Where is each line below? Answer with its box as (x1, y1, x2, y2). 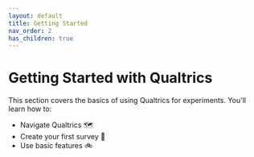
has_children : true (8, 34, 74, 43)
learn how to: (8, 104, 52, 114)
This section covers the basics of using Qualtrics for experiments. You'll (8, 96, 247, 105)
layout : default (8, 11, 63, 20)
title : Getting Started (8, 19, 88, 27)
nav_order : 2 (8, 27, 52, 35)
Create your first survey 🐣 (19, 132, 106, 142)
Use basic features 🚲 (19, 141, 93, 151)
